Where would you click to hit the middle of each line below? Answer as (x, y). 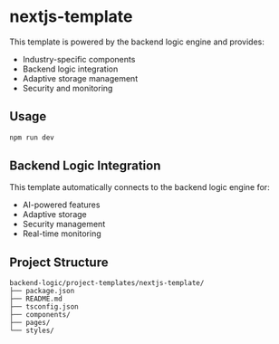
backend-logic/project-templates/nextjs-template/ (107, 283)
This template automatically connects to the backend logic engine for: (139, 187)
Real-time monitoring (62, 234)
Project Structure (59, 262)
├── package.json (42, 291)
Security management (64, 225)
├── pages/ (30, 323)
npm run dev (32, 138)
